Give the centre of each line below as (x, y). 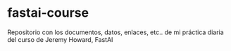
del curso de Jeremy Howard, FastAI (60, 39)
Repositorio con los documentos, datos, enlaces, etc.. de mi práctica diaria (115, 32)
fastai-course (48, 13)
